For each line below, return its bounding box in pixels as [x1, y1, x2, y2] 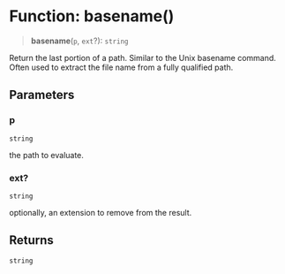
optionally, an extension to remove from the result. [9, 207, 192, 217]
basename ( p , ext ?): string [30, 35, 129, 46]
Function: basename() [9, 6, 175, 27]
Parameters [9, 88, 75, 103]
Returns [9, 232, 55, 248]
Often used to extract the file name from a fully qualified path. [9, 62, 234, 72]
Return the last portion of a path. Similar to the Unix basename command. [9, 52, 276, 63]
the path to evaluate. [9, 149, 84, 160]
